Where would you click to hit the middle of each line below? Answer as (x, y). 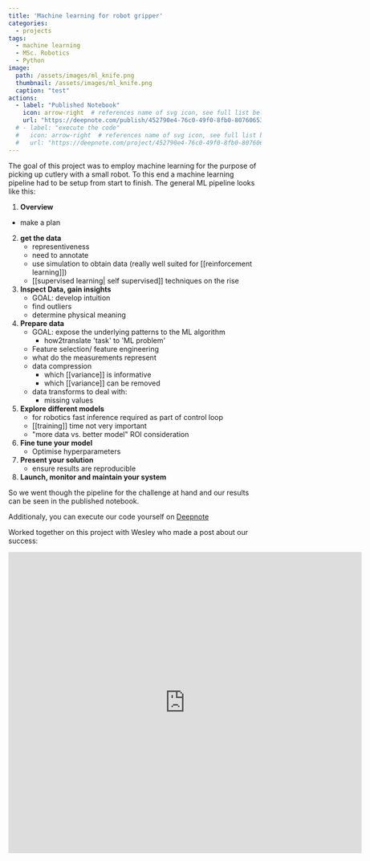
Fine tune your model (56, 443)
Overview (37, 206)
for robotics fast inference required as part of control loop (127, 417)
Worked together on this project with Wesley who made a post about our (128, 532)
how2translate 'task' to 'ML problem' (105, 340)
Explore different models (62, 408)
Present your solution (57, 459)
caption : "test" (43, 90)
